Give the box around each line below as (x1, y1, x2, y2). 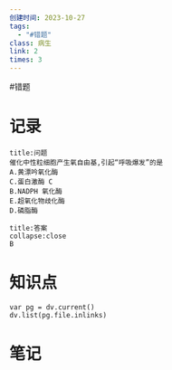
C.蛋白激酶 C (9, 177, 53, 186)
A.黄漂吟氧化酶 (9, 167, 59, 176)
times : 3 (9, 55, 43, 64)
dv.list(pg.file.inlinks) (9, 310, 107, 319)
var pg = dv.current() (9, 302, 95, 312)
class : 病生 (9, 38, 52, 48)
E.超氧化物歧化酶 (9, 196, 65, 205)
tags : (9, 22, 30, 31)
